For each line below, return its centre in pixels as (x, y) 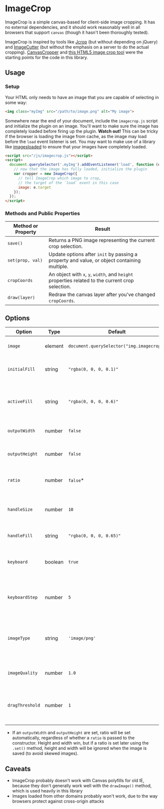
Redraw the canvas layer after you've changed (102, 295)
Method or (26, 226)
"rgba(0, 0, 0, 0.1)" (93, 369)
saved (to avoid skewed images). (45, 753)
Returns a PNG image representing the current (102, 241)
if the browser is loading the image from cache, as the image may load (76, 136)
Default (117, 332)
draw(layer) (21, 298)
